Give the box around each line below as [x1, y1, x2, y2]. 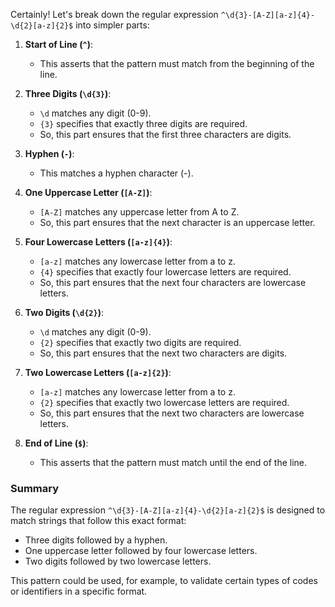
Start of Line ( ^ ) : [24, 39, 94, 50]
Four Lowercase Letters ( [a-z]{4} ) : [24, 236, 173, 248]
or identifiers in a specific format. [10, 585, 148, 598]
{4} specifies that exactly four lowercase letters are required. [39, 266, 292, 278]
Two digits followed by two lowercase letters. [24, 555, 212, 568]
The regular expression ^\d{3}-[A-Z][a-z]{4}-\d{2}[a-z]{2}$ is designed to [10, 504, 326, 516]
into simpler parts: [75, 19, 150, 31]
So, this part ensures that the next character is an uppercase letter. [39, 217, 316, 228]
